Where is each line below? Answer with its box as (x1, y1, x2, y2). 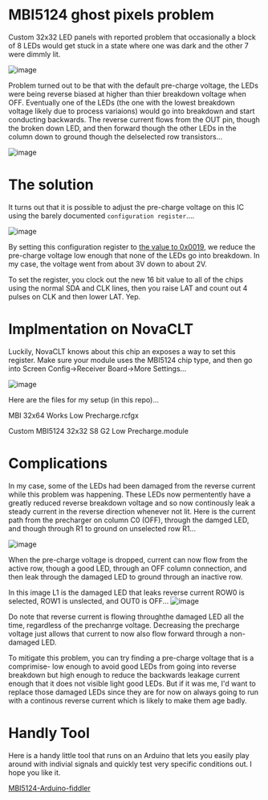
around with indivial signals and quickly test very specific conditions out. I (8, 759, 253, 769)
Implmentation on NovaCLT (8, 320, 194, 339)
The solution (8, 175, 94, 194)
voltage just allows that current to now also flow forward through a (8, 629, 229, 638)
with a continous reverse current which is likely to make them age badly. (8, 695, 247, 705)
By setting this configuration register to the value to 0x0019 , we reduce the (8, 241, 256, 251)
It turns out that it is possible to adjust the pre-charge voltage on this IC (8, 202, 245, 212)
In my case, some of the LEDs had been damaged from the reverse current (8, 480, 256, 490)
